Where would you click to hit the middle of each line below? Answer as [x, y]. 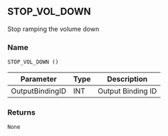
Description [127, 79]
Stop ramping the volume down [53, 28]
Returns [21, 113]
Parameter [38, 79]
